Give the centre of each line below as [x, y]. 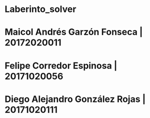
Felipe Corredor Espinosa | [61, 65]
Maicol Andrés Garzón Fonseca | [74, 32]
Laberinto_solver [40, 9]
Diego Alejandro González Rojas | [75, 99]
